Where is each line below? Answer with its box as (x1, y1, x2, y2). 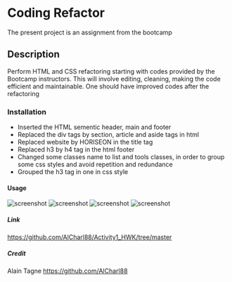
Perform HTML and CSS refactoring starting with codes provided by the (7, 67, 216, 75)
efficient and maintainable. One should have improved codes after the (7, 82, 210, 90)
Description (7, 48, 60, 60)
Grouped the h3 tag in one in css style (17, 168, 129, 176)
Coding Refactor (7, 5, 105, 21)
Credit (7, 249, 26, 257)
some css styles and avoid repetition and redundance (17, 160, 174, 169)
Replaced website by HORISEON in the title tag (17, 138, 153, 147)
